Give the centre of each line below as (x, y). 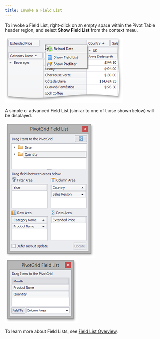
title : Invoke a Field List (34, 10)
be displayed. (19, 115)
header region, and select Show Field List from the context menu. (72, 30)
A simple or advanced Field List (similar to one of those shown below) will (80, 110)
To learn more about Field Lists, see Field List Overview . (62, 331)
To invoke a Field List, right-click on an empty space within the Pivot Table (80, 25)
